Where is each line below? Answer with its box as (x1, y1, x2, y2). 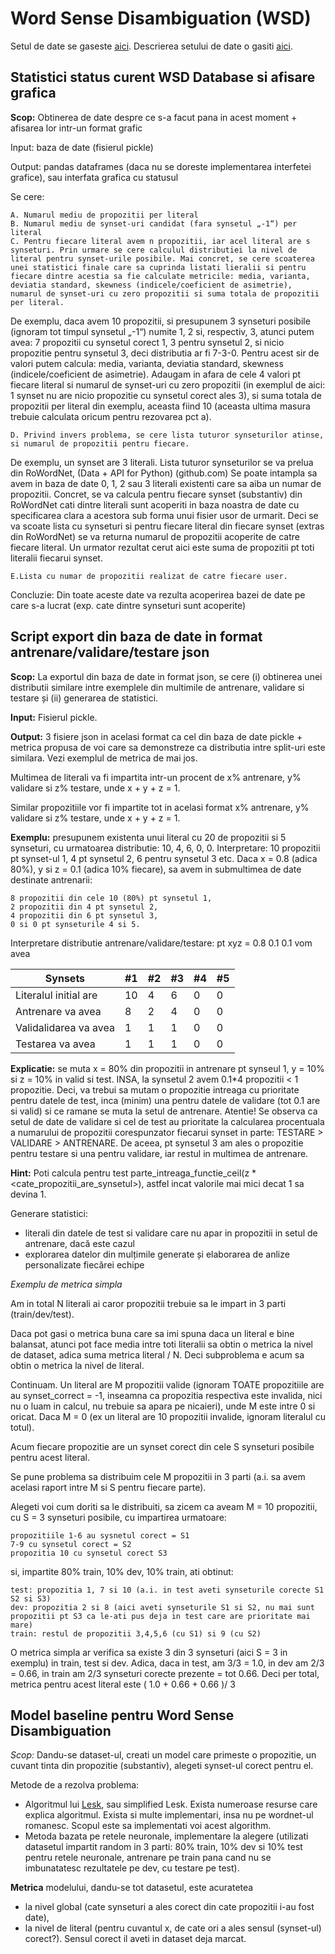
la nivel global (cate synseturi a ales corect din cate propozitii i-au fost (24, 1901, 315, 1913)
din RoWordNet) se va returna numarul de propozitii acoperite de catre (10, 530, 300, 542)
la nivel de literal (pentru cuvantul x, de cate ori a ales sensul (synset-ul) (24, 1922, 322, 1934)
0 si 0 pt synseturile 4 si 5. (10, 919, 141, 929)
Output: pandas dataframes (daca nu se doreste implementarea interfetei (10, 160, 312, 172)
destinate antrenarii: (10, 873, 93, 886)
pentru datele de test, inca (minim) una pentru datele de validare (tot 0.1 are (10, 1094, 321, 1106)
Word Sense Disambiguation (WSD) (10, 7, 312, 30)
